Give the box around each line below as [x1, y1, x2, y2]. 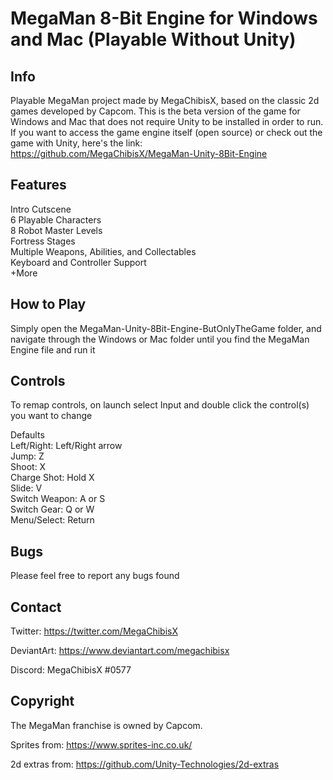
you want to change [10, 410, 93, 422]
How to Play [10, 296, 87, 313]
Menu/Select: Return [10, 514, 95, 526]
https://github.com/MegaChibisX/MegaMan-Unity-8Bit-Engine [10, 148, 268, 159]
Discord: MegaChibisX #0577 [10, 664, 132, 676]
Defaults [10, 429, 45, 441]
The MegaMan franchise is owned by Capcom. [10, 719, 203, 731]
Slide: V [10, 482, 43, 494]
